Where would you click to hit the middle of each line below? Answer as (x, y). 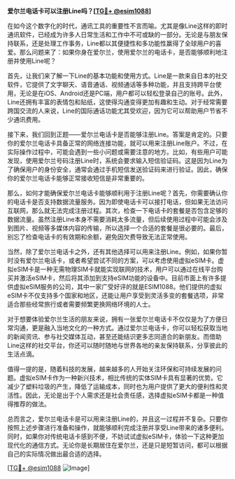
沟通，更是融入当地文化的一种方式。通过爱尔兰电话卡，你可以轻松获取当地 (120, 328)
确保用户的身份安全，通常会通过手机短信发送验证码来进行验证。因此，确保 (120, 169)
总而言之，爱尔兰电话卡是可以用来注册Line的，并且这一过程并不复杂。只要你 (117, 419)
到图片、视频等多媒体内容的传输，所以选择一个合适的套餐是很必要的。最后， (117, 228)
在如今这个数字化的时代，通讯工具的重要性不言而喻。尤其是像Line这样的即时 (117, 26)
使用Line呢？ (38, 61)
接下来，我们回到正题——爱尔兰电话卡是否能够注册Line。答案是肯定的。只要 (117, 134)
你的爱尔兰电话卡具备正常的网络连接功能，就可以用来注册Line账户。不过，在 (117, 143)
